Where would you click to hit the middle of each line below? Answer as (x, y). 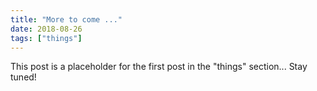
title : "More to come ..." (66, 19)
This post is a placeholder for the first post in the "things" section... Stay (159, 67)
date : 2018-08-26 (46, 29)
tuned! (23, 77)
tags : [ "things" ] (46, 38)
